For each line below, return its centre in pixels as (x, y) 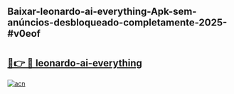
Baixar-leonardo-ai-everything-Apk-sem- (102, 12)
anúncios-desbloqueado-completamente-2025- (117, 23)
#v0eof (24, 34)
